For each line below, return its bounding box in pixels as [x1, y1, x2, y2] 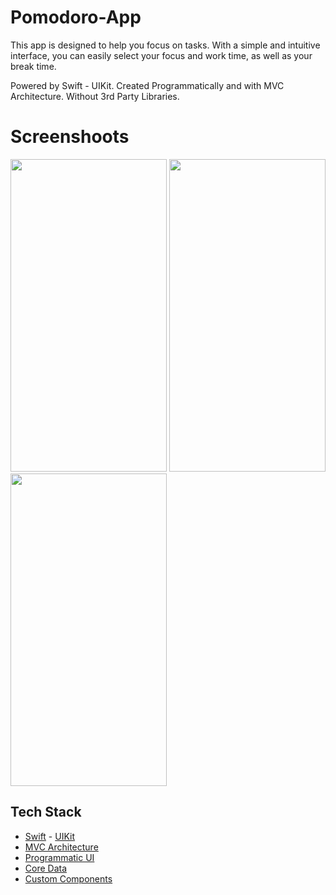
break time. [10, 60, 57, 72]
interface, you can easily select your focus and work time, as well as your [10, 49, 313, 61]
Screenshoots [10, 126, 130, 148]
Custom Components [24, 872, 113, 885]
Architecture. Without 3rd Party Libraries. [10, 90, 180, 102]
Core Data [24, 862, 68, 874]
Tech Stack [10, 804, 82, 821]
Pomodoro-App [10, 6, 142, 29]
